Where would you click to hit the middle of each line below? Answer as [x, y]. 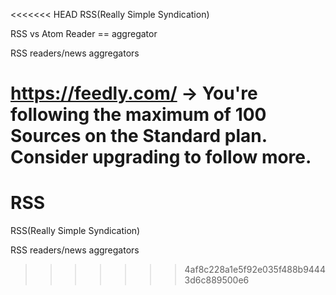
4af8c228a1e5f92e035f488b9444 [255, 270]
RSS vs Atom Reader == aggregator [84, 33]
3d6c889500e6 [217, 280]
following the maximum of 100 [138, 115]
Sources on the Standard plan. [139, 136]
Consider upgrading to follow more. [161, 157]
